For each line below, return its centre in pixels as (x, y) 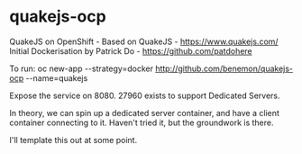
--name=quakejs (57, 77)
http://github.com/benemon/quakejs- (224, 68)
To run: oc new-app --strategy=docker (81, 68)
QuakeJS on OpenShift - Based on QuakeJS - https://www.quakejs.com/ (144, 41)
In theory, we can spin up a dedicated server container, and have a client (144, 113)
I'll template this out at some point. (73, 140)
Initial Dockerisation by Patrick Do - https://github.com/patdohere (131, 50)
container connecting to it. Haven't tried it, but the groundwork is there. (142, 122)
